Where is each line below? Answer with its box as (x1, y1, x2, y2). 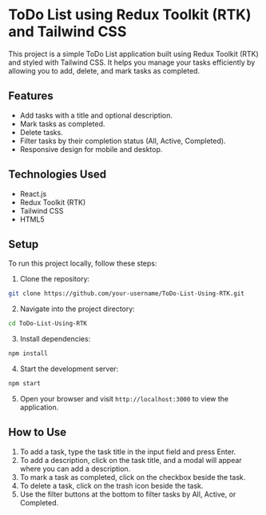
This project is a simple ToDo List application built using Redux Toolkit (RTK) (8, 49, 260, 58)
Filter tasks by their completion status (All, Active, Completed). (19, 136, 226, 146)
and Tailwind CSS (8, 22, 127, 41)
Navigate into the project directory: (19, 304, 136, 313)
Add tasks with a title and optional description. (19, 110, 173, 120)
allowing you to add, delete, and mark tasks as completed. (8, 66, 200, 75)
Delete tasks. (19, 127, 64, 137)
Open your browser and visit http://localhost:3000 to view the (19, 393, 229, 403)
